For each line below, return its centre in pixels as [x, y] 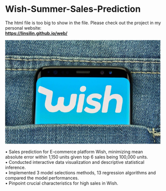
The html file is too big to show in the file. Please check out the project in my [83, 23]
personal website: [23, 28]
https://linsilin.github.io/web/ [36, 33]
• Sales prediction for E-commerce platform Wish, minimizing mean [74, 152]
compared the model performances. [42, 178]
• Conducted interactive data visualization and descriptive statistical [75, 162]
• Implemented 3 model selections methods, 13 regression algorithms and [81, 173]
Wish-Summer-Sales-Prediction [73, 9]
